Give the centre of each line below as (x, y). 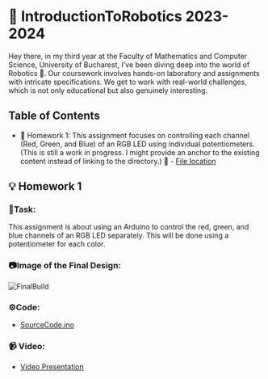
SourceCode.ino (47, 325)
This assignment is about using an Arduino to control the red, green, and (129, 227)
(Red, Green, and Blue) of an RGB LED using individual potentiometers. (138, 144)
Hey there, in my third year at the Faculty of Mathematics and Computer (128, 56)
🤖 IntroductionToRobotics (96, 17)
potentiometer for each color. (57, 244)
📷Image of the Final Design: (65, 266)
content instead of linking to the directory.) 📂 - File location (118, 161)
